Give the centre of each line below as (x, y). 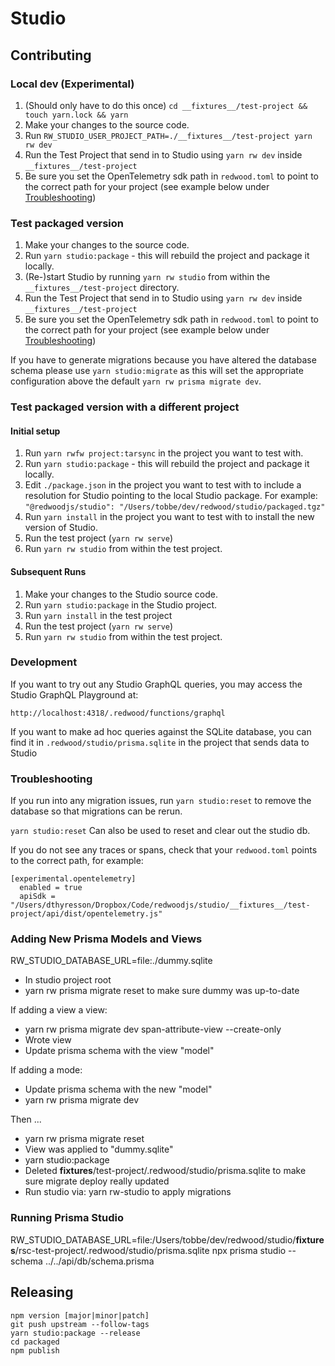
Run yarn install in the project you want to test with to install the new (169, 517)
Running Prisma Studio (67, 1218)
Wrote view (48, 1040)
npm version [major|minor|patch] (80, 1315)
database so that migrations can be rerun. (96, 811)
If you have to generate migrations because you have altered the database (163, 360)
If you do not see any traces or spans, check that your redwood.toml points (164, 850)
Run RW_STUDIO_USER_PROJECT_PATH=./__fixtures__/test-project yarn (168, 135)
